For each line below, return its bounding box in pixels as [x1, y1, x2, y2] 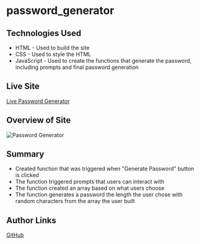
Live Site [6, 81, 40, 91]
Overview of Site [6, 115, 71, 126]
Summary [6, 149, 45, 159]
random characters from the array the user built [15, 198, 135, 205]
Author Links [6, 215, 57, 226]
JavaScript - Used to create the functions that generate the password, [15, 57, 192, 64]
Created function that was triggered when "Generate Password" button [15, 165, 195, 173]
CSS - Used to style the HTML [15, 51, 91, 58]
